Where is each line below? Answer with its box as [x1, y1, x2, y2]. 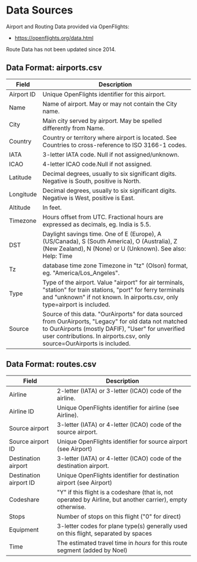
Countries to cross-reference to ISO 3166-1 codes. [42, 140, 187, 149]
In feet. [42, 203, 62, 212]
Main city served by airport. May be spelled [42, 116, 162, 125]
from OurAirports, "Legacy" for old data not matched [42, 317, 188, 325]
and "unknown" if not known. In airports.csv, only [42, 293, 179, 301]
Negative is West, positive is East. [42, 193, 135, 202]
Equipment [9, 526, 39, 534]
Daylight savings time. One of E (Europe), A [42, 230, 162, 238]
